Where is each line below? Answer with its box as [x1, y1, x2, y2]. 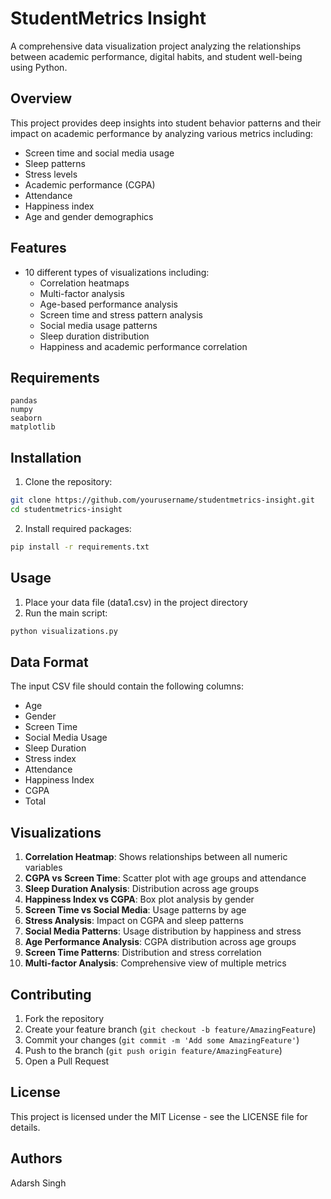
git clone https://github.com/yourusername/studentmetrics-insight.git [10, 495, 315, 506]
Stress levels [24, 168, 78, 180]
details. [10, 1121, 41, 1133]
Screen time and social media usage [24, 147, 175, 159]
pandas [10, 396, 38, 406]
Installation [10, 449, 82, 466]
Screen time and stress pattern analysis [39, 308, 203, 321]
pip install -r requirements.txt [10, 542, 150, 552]
